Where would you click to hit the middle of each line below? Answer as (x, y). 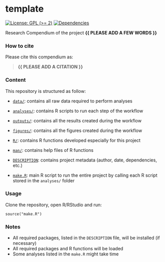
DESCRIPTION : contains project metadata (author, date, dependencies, (85, 160)
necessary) (24, 243)
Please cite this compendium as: (39, 57)
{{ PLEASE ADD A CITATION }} (50, 67)
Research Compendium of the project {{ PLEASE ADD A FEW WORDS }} (81, 32)
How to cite (20, 46)
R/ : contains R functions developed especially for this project (77, 140)
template (25, 9)
